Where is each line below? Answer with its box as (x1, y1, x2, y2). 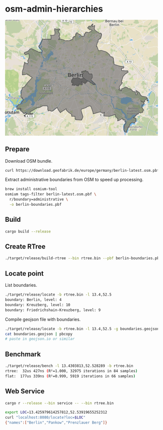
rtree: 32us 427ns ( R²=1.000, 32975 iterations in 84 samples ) (5, 368, 138, 373)
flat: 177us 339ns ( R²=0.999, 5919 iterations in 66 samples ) (5, 374, 136, 379)
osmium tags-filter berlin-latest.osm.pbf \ (5, 192, 97, 197)
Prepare (5, 145, 30, 153)
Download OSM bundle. (5, 158, 52, 164)
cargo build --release (5, 229, 51, 234)
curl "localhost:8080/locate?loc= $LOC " (5, 415, 86, 420)
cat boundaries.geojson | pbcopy (5, 331, 73, 336)
